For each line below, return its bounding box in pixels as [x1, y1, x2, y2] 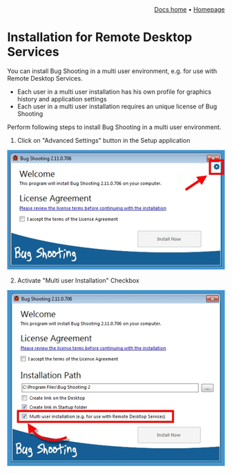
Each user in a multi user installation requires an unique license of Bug [17, 102, 217, 110]
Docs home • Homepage [154, 6, 225, 13]
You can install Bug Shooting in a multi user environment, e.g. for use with [7, 67, 217, 75]
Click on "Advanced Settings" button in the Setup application [17, 136, 191, 144]
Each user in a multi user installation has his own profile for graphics [17, 88, 212, 96]
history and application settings [17, 94, 107, 103]
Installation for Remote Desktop [7, 30, 193, 46]
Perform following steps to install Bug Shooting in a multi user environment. [7, 123, 222, 131]
